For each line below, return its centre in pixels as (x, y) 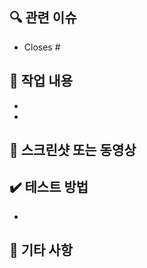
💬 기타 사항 (41, 250)
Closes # (42, 47)
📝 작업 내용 (41, 81)
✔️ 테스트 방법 (49, 187)
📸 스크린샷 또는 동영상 (73, 150)
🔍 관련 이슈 (43, 18)
